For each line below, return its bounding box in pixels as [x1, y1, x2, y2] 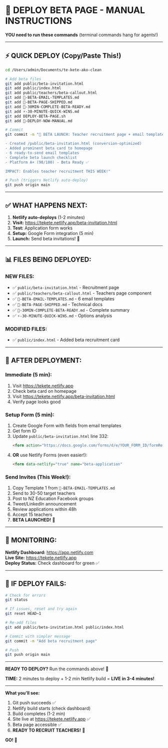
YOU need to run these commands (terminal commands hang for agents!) [5, 32, 158, 38]
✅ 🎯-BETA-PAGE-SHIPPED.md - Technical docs [12, 301, 103, 307]
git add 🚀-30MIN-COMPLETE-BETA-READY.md [5, 104, 91, 109]
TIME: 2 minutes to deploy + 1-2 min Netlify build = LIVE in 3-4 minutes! [5, 676, 155, 682]
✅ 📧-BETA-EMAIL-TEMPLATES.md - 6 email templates [12, 296, 115, 302]
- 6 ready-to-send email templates [5, 150, 79, 155]
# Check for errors [5, 593, 46, 598]
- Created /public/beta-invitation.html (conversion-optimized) [5, 141, 142, 146]
